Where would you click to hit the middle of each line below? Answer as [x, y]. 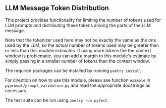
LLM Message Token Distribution [57, 8]
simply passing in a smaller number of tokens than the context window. [78, 61]
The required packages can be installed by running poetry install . [74, 71]
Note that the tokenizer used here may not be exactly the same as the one [81, 40]
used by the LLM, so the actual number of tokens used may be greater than [82, 45]
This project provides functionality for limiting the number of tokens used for [83, 20]
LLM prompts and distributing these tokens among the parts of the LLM [78, 25]
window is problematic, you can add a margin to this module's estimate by [81, 56]
